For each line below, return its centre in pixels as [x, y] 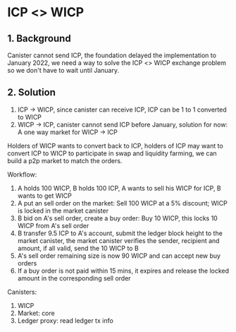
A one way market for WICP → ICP [67, 132]
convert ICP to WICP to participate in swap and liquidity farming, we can [112, 153]
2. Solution [32, 93]
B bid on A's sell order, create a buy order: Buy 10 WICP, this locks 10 [118, 218]
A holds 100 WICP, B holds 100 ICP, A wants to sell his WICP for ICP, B [119, 188]
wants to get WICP [44, 196]
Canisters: [22, 292]
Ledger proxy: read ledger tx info [66, 320]
